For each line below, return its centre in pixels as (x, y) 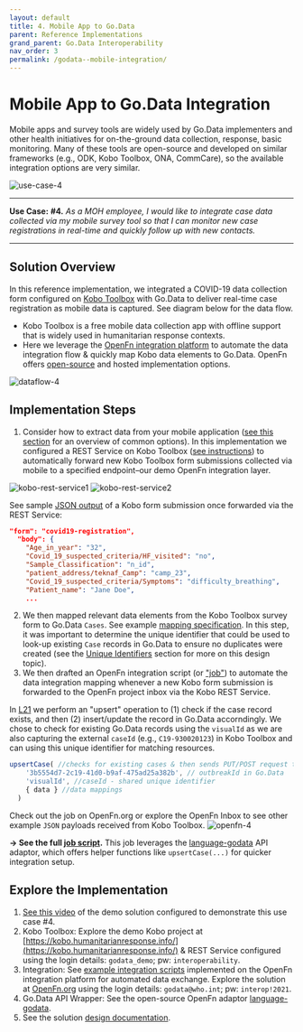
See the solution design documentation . (96, 1018)
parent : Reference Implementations (76, 34)
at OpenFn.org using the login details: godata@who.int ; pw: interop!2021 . (157, 989)
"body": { (36, 539)
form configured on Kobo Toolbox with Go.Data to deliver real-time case (143, 298)
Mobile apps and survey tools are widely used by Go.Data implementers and (151, 129)
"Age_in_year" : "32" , (66, 548)
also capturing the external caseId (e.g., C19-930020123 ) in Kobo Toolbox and (151, 739)
